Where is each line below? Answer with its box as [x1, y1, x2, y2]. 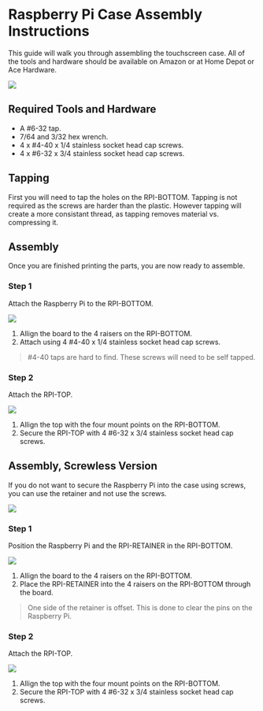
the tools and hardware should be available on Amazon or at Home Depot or [8, 57, 254, 66]
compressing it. [8, 217, 59, 227]
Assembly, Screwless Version [8, 459, 157, 473]
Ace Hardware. [8, 65, 57, 74]
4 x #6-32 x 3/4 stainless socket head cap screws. [19, 148, 185, 158]
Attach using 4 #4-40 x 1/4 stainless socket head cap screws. [19, 337, 221, 346]
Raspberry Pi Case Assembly [8, 6, 202, 24]
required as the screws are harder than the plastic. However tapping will [8, 201, 242, 210]
